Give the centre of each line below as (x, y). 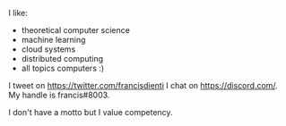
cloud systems (48, 49)
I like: (18, 13)
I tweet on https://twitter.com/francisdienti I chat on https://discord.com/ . (143, 85)
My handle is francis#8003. (59, 95)
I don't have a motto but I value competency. (91, 112)
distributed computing (62, 59)
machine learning (53, 40)
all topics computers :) (63, 68)
